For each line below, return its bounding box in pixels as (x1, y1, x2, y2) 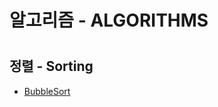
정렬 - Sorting (9, 58, 94, 75)
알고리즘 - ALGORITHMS (9, 9, 209, 32)
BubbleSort (23, 85, 71, 97)
